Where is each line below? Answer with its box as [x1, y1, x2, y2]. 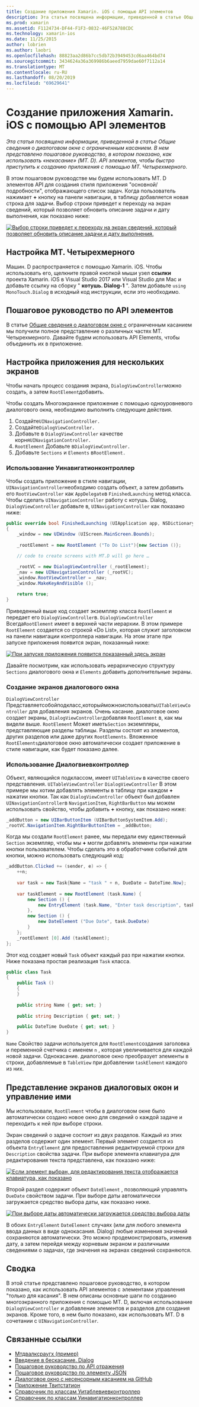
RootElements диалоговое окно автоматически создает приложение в [6, 739, 181, 746]
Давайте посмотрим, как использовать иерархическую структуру [6, 662, 175, 669]
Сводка [6, 1264, 36, 1274]
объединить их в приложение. [6, 340, 83, 347]
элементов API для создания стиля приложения [6, 181, 128, 188]
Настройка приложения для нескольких [6, 357, 165, 367]
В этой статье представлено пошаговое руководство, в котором [6, 1279, 170, 1286]
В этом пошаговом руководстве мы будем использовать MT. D [6, 174, 167, 181]
